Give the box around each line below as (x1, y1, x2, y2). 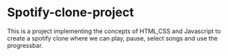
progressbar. (7, 41, 43, 49)
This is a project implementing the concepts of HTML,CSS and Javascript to (7, 27, 221, 35)
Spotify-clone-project (7, 5, 134, 20)
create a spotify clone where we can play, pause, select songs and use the (7, 34, 218, 42)
